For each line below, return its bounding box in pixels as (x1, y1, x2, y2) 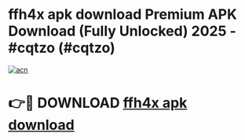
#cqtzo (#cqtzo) (8, 39, 115, 57)
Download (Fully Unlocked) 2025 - (8, 22, 237, 40)
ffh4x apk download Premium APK (8, 6, 237, 24)
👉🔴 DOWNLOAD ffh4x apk (8, 94, 188, 112)
